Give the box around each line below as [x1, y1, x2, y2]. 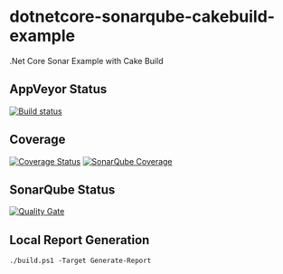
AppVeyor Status [9, 81, 108, 97]
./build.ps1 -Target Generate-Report [9, 256, 152, 266]
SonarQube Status [9, 182, 116, 197]
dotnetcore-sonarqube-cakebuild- [9, 6, 276, 27]
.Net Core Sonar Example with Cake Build [9, 55, 164, 66]
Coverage [9, 132, 66, 147]
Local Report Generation [9, 232, 150, 248]
